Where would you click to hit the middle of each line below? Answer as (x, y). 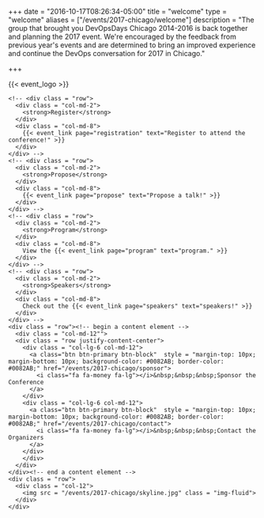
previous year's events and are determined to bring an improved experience (132, 45)
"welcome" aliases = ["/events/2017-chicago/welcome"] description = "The (131, 20)
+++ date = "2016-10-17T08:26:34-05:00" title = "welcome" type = (118, 11)
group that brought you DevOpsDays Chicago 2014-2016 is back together (128, 28)
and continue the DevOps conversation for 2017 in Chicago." (107, 53)
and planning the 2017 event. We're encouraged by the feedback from (123, 36)
